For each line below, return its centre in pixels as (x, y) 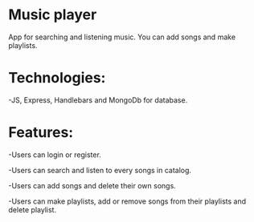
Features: (41, 133)
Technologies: (57, 78)
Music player (53, 15)
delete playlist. (33, 209)
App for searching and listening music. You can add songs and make (122, 37)
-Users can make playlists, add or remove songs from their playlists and (127, 201)
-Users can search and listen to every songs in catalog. (100, 170)
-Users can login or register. (55, 155)
